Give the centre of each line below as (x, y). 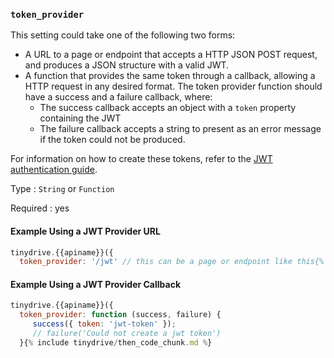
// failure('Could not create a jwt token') (127, 334)
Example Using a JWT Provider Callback (96, 284)
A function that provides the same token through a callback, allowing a (170, 76)
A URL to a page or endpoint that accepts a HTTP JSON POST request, (171, 55)
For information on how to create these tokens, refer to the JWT (141, 159)
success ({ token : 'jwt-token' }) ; (104, 324)
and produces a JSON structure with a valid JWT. (127, 65)
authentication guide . (54, 170)
